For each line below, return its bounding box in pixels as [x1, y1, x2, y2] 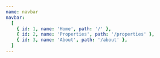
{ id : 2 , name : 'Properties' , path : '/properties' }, [16, 31, 155, 37]
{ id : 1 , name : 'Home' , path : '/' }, [16, 25, 112, 32]
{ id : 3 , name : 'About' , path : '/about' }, [16, 37, 128, 43]
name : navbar [5, 8, 39, 15]
